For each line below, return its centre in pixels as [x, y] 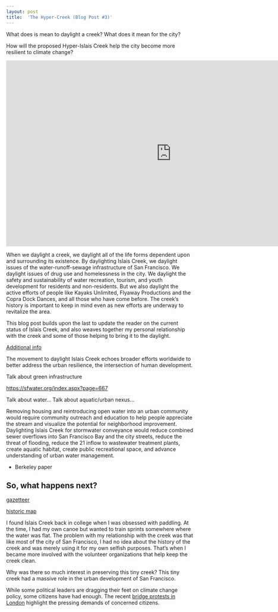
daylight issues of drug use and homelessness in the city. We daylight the [96, 274]
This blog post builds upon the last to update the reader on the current [92, 323]
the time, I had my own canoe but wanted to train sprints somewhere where [99, 529]
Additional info [24, 347]
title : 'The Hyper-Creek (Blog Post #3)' [59, 17]
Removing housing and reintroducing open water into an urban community [97, 411]
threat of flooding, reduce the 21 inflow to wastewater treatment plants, [93, 442]
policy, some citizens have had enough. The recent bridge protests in [91, 597]
